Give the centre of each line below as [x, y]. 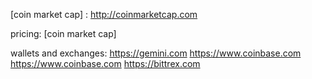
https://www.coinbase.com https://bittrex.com [105, 63]
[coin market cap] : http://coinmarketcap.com [104, 14]
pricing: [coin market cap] [63, 33]
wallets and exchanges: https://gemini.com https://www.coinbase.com [156, 53]
